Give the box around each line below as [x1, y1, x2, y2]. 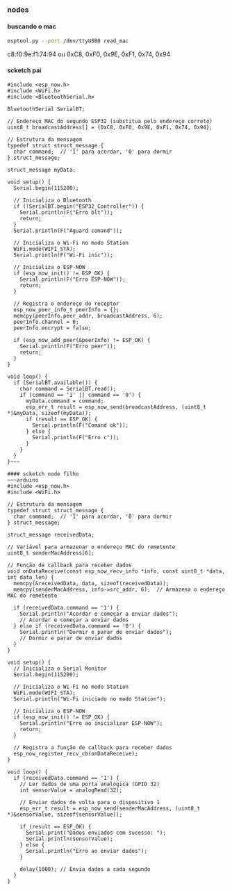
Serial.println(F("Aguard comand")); [13, 227, 123, 234]
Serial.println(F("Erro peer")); [19, 343, 117, 350]
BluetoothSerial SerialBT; [7, 106, 85, 113]
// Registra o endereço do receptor [13, 300, 119, 307]
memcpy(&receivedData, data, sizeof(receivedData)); [13, 580, 169, 587]
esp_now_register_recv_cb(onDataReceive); [13, 751, 138, 758]
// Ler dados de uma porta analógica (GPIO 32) [19, 780, 160, 788]
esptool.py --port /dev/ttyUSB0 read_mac [7, 38, 129, 44]
